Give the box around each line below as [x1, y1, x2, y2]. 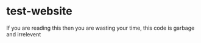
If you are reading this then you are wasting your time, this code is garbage [6, 24, 195, 31]
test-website [6, 4, 72, 18]
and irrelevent [6, 30, 41, 38]
